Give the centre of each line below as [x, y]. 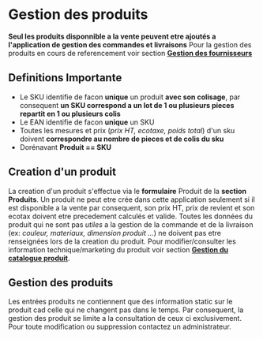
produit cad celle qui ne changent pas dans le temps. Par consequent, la [126, 310]
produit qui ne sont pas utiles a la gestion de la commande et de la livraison [131, 224]
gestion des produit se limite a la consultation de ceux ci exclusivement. [125, 319]
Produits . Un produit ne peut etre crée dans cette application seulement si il [131, 199]
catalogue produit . [39, 258]
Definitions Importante [65, 78]
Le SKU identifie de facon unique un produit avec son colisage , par [130, 97]
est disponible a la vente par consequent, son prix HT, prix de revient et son [131, 207]
